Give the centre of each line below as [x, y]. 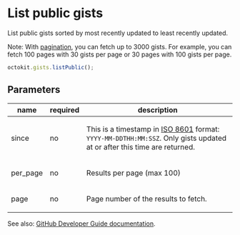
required [65, 110]
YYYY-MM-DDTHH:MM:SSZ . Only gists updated [156, 138]
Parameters [34, 90]
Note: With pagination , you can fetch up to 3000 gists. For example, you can [120, 46]
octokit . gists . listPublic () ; [51, 67]
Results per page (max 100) [133, 173]
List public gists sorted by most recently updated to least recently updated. [118, 33]
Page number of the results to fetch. [146, 199]
